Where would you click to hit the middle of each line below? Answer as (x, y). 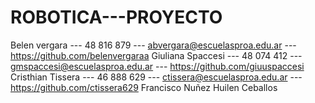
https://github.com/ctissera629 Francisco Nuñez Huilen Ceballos (144, 87)
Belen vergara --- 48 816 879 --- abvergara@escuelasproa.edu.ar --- (153, 45)
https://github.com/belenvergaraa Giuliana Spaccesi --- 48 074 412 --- (156, 55)
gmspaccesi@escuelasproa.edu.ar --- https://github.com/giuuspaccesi (157, 66)
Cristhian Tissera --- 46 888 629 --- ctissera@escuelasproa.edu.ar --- (156, 77)
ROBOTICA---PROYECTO (116, 17)
